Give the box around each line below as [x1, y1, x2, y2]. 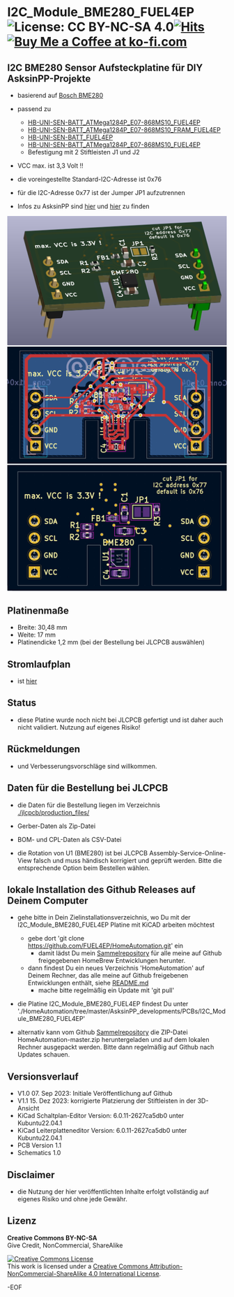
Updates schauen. [17, 1050, 70, 1059]
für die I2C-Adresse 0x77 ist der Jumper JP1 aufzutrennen [17, 189, 186, 196]
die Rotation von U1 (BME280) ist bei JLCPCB [17, 848, 148, 857]
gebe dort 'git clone [27, 934, 85, 943]
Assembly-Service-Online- [149, 848, 226, 857]
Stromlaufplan [7, 658, 71, 670]
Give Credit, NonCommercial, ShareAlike [7, 1241, 123, 1249]
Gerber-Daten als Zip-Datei [17, 822, 96, 830]
